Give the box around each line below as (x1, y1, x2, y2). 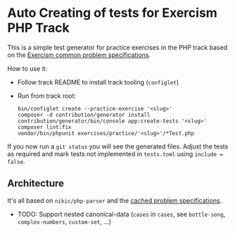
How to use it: (7, 64, 48, 73)
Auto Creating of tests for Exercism (7, 5, 218, 21)
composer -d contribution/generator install (17, 111, 151, 118)
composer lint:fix (17, 123, 72, 131)
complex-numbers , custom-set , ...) (17, 217, 111, 226)
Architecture (7, 177, 65, 189)
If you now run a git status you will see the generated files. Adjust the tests (7, 142, 229, 151)
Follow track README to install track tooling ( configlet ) (17, 77, 179, 86)
